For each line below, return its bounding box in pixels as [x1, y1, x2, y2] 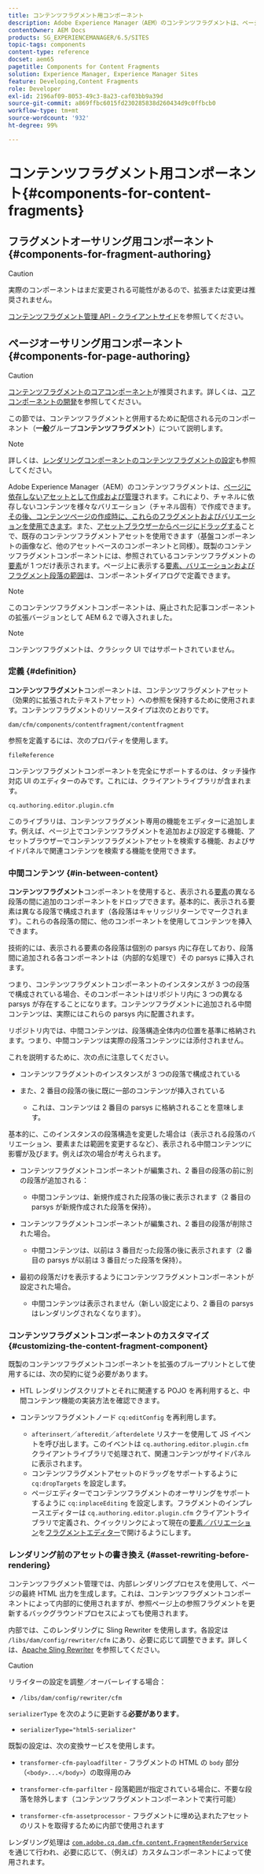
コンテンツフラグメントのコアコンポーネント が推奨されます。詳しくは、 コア [8, 387, 255, 396]
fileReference [8, 751, 55, 759]
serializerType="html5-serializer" [19, 1726, 137, 1734]
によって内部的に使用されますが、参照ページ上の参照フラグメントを [28, 1598, 249, 1608]
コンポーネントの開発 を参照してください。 [8, 396, 146, 406]
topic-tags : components [8, 41, 86, 49]
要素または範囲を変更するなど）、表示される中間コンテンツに [55, 1140, 252, 1149]
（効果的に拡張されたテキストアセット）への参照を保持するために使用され [8, 695, 249, 705]
